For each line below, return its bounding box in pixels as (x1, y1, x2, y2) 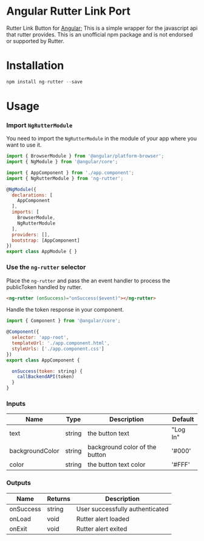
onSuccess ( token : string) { (12, 368, 83, 374)
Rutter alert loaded (76, 514, 129, 523)
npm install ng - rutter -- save (6, 79, 83, 85)
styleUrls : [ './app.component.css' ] (12, 346, 104, 352)
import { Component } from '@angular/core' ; (6, 318, 121, 324)
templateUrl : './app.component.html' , (12, 340, 110, 346)
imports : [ (12, 209, 39, 215)
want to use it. (6, 141, 42, 148)
